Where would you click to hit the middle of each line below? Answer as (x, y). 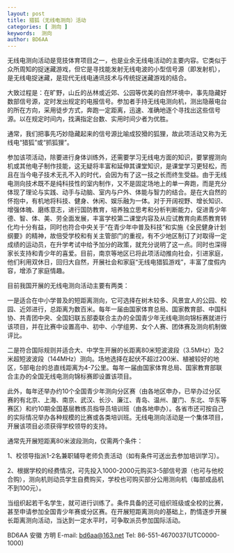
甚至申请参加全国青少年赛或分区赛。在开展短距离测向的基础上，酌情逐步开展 (117, 512)
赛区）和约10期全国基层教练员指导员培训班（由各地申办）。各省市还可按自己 (116, 408)
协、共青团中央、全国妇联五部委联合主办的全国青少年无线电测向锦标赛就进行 (117, 318)
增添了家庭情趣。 (44, 271)
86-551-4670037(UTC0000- (179, 536)
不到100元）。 (26, 488)
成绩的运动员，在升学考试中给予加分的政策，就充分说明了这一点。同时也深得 (117, 244)
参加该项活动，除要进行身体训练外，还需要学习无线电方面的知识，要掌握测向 (117, 157)
